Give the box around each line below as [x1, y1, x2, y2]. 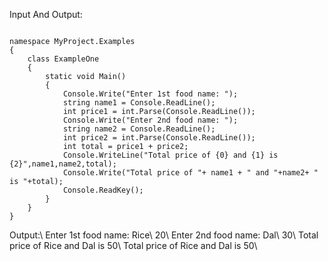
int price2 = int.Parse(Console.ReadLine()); [62, 133, 256, 143]
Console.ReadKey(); [62, 185, 144, 195]
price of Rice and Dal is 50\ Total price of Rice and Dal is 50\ [9, 240, 258, 251]
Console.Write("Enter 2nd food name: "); [62, 115, 239, 125]
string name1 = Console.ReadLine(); [62, 98, 216, 108]
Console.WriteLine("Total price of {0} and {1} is [62, 150, 279, 160]
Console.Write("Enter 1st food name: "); [62, 89, 239, 99]
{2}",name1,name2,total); [9, 159, 117, 169]
